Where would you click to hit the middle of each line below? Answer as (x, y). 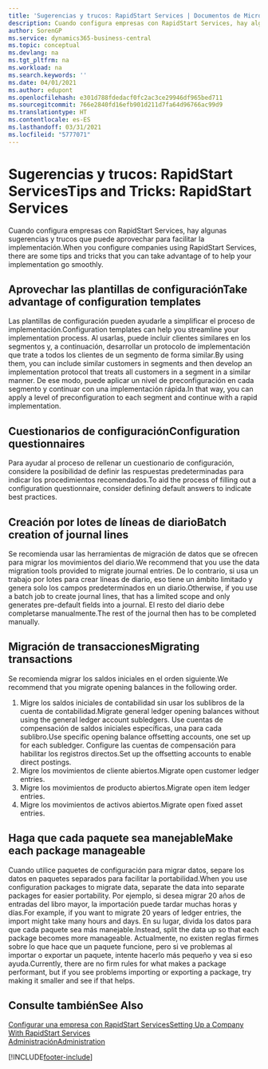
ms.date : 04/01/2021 (43, 82)
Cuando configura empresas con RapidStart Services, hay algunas (118, 230)
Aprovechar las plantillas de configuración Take (128, 289)
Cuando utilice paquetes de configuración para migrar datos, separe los (126, 870)
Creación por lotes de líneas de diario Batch (118, 522)
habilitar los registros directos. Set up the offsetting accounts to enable (135, 753)
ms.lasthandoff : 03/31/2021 (55, 127)
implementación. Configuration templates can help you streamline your (124, 329)
